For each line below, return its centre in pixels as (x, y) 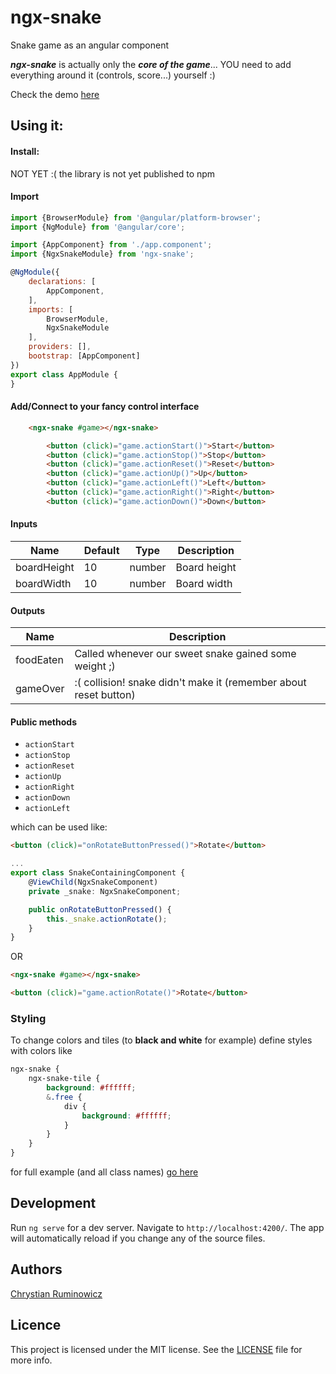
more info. (31, 1360)
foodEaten (39, 660)
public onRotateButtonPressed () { (100, 909)
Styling (28, 1018)
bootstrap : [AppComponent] (84, 356)
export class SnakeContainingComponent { (98, 873)
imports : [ (51, 309)
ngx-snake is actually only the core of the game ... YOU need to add (151, 64)
